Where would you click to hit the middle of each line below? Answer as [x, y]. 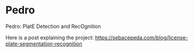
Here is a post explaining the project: [50, 37]
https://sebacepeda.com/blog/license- [141, 37]
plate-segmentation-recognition [44, 44]
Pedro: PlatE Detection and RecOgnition [53, 26]
